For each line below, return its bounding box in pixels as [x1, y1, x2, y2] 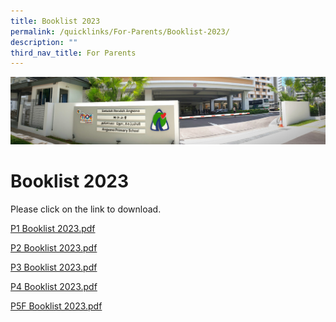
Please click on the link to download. [10, 203, 162, 215]
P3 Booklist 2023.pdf [10, 261, 98, 273]
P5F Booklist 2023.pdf [10, 300, 103, 312]
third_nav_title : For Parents [10, 48, 137, 58]
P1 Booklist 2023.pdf [10, 222, 96, 234]
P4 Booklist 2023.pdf [10, 280, 98, 292]
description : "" [10, 37, 78, 47]
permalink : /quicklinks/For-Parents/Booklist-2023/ [10, 26, 230, 37]
